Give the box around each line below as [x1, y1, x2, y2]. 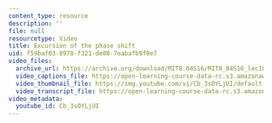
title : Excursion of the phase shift [8, 42, 136, 50]
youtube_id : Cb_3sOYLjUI [15, 102, 100, 110]
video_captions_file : [15, 72, 89, 80]
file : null [8, 27, 45, 35]
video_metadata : [8, 95, 63, 103]
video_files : [8, 57, 53, 66]
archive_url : [15, 65, 60, 73]
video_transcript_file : [15, 87, 96, 95]
